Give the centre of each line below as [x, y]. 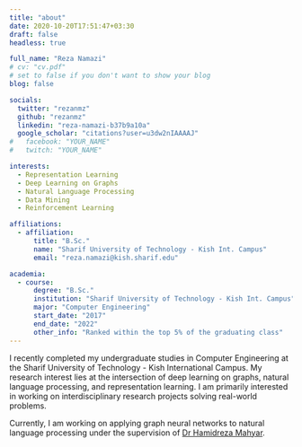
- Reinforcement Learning [66, 208]
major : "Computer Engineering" [92, 307]
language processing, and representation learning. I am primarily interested [149, 386]
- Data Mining [44, 200]
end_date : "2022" [66, 324]
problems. [28, 406]
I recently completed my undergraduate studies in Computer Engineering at [149, 358]
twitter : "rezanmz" [54, 109]
